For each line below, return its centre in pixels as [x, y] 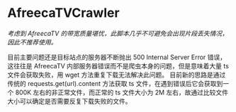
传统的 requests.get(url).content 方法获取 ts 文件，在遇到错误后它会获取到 [115, 83]
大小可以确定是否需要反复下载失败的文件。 [69, 101]
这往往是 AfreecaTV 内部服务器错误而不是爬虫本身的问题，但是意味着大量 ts [118, 66]
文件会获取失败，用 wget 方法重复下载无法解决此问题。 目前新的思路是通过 [117, 75]
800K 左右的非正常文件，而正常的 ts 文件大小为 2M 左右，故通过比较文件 [122, 92]
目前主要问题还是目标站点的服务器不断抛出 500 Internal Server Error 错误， [117, 57]
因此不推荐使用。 [32, 42]
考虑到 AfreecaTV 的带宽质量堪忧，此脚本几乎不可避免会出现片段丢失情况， [118, 33]
